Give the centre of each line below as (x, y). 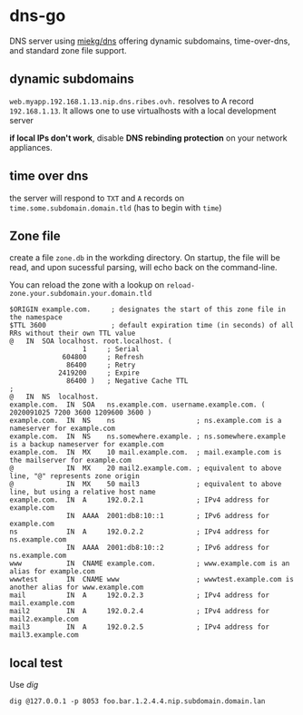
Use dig (24, 685)
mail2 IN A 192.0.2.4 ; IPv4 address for (140, 612)
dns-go (38, 16)
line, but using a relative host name (83, 492)
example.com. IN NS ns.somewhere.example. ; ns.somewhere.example (147, 436)
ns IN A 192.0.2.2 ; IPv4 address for (140, 532)
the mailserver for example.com (70, 460)
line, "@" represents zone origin (75, 476)
